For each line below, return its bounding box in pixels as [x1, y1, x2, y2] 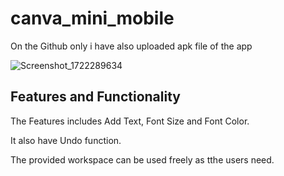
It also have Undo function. [10, 134, 122, 146]
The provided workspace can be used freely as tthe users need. [10, 153, 275, 166]
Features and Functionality [10, 88, 181, 106]
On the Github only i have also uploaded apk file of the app [10, 40, 253, 52]
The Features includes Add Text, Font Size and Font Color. [10, 115, 250, 127]
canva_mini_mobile [10, 7, 175, 30]
